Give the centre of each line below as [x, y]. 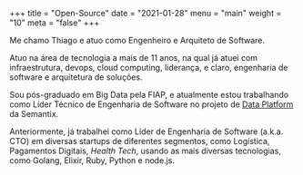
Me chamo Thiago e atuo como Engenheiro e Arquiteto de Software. [137, 40]
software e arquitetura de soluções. [76, 77]
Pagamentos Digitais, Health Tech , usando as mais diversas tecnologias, [146, 151]
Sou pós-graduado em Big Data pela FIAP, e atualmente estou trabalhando [149, 95]
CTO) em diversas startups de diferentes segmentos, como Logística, [140, 141]
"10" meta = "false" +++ [55, 23]
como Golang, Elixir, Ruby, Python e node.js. [92, 160]
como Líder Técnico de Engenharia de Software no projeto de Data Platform [151, 104]
